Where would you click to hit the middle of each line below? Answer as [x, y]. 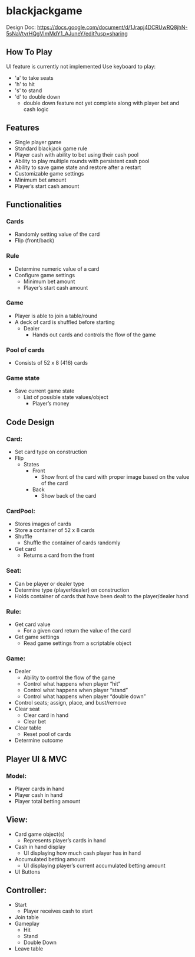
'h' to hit [25, 84]
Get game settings [37, 637]
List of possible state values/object [66, 397]
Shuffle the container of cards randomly [72, 543]
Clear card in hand [46, 715]
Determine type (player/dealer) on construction [72, 590]
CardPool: [21, 511]
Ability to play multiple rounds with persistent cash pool [82, 161]
